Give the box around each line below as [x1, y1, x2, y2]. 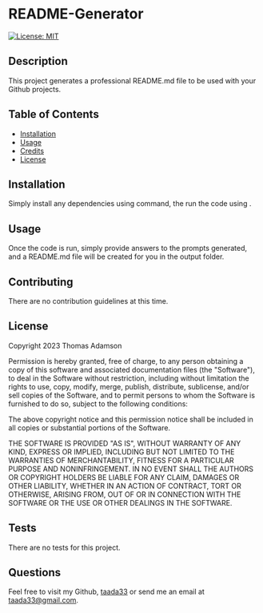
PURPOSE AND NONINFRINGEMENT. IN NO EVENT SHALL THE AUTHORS [8, 464, 254, 474]
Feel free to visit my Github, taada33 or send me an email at [8, 587, 205, 597]
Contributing [8, 275, 74, 288]
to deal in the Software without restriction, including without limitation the [8, 373, 249, 383]
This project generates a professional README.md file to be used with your [8, 75, 257, 85]
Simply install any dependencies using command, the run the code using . [8, 199, 252, 208]
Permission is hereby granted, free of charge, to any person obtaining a [8, 356, 244, 365]
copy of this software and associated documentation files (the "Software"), [8, 365, 256, 374]
